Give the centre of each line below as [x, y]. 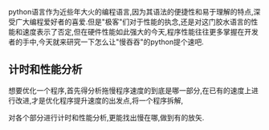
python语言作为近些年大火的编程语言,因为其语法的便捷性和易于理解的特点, [131, 12]
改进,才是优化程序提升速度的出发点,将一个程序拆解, [99, 100]
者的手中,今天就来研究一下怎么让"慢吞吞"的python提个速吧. [106, 42]
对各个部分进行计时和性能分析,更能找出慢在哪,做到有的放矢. [106, 117]
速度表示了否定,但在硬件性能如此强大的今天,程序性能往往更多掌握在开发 [141, 32]
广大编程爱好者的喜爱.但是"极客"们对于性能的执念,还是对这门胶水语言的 [133, 22]
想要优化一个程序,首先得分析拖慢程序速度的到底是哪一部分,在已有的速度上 [130, 90]
